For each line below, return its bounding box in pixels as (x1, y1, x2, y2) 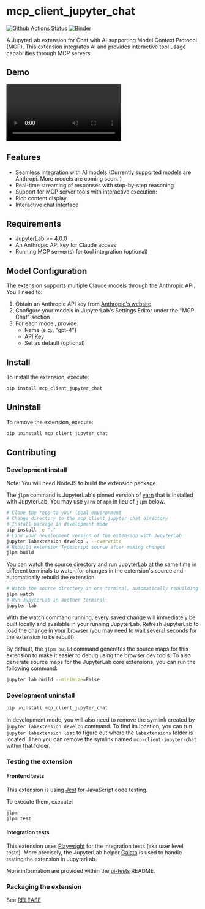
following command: (6, 665, 58, 672)
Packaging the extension (6, 882, 82, 891)
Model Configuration (6, 265, 88, 276)
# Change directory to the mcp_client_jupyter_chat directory (6, 516, 168, 522)
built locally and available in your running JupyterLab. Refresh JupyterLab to (6, 620, 199, 627)
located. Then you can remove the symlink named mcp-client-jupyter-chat (6, 735, 197, 742)
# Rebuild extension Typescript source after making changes (6, 544, 166, 550)
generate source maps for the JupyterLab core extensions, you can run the (6, 658, 196, 665)
